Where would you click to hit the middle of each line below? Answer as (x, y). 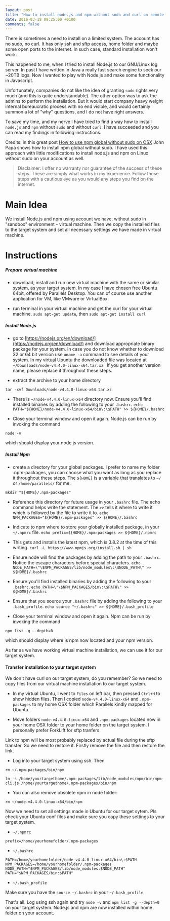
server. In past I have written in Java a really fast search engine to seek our (83, 70)
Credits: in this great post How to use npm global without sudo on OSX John (85, 142)
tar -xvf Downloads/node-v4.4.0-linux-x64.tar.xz (59, 390)
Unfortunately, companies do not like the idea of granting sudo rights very (82, 90)
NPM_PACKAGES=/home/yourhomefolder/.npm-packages (59, 864)
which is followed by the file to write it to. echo (60, 513)
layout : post (19, 10)
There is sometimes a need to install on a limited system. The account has (82, 39)
